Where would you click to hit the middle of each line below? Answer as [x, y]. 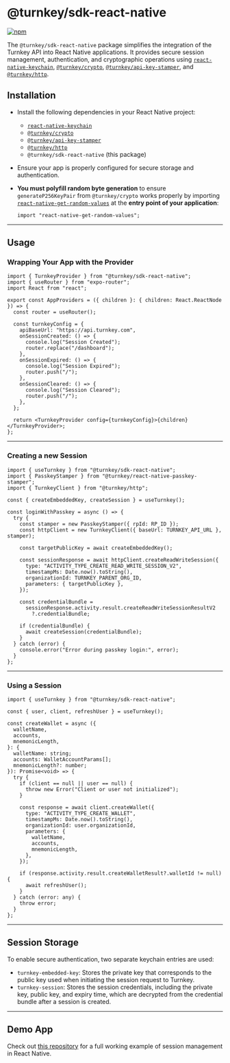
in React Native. [29, 1053]
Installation [31, 96]
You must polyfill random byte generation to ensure [91, 188]
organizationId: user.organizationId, [80, 826]
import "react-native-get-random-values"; [78, 215]
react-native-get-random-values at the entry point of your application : [118, 203]
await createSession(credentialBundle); [84, 631]
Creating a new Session [47, 455]
